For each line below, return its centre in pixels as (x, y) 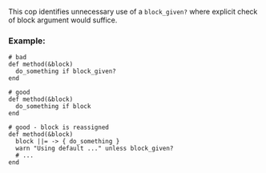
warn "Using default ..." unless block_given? (95, 149)
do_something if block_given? (66, 71)
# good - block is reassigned (59, 127)
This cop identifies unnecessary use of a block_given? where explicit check (133, 12)
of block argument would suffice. (63, 20)
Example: (27, 41)
